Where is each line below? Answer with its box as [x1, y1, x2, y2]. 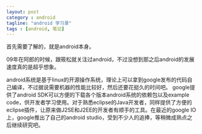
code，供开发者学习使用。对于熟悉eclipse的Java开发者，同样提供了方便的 [6, 99, 192, 106]
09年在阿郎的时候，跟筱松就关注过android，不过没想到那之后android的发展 [6, 56, 195, 63]
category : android [6, 14, 56, 21]
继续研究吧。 [11, 121, 44, 129]
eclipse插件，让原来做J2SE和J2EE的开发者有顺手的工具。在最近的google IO [6, 106, 197, 113]
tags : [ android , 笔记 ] [6, 25, 65, 32]
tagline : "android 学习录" [6, 20, 72, 26]
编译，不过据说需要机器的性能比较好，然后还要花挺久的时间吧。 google [11, 84, 190, 91]
